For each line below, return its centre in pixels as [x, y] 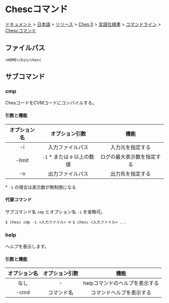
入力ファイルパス [68, 147]
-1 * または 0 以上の [66, 157]
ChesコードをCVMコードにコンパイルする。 [51, 103]
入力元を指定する [131, 147]
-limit [22, 160]
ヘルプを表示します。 [27, 247]
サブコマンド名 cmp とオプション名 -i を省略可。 [55, 212]
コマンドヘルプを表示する [121, 293]
